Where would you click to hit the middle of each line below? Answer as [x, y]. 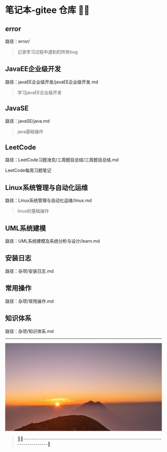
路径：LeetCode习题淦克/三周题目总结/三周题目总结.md [62, 160]
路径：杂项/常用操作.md [29, 301]
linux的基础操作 [33, 211]
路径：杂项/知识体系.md [29, 331]
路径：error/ [17, 41]
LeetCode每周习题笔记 [28, 170]
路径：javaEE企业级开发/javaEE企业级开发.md [52, 82]
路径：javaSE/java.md [27, 121]
